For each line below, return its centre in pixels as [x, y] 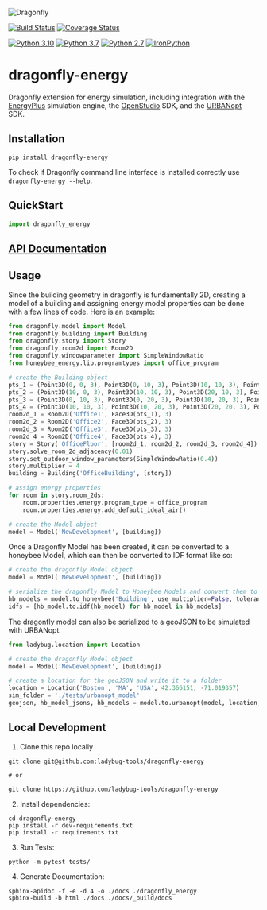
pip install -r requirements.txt [64, 832]
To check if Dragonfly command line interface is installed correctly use [124, 172]
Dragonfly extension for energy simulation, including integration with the [126, 97]
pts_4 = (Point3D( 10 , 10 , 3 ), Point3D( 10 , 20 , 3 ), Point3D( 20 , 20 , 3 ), [129, 407]
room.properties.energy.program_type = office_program [115, 502]
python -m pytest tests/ [49, 862]
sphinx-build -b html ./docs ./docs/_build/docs [90, 898]
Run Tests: [37, 847]
